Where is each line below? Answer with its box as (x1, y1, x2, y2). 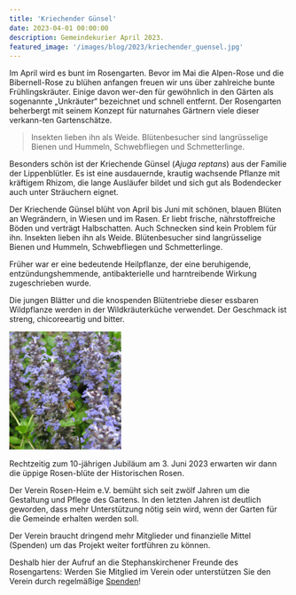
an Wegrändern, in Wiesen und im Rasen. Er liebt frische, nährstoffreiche (9, 214, 276, 224)
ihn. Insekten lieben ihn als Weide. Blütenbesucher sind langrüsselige (9, 232, 262, 243)
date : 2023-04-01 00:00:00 (9, 23, 109, 33)
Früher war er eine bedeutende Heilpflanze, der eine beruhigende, (9, 259, 252, 270)
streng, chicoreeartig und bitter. (9, 314, 126, 325)
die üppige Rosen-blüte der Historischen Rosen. (9, 468, 184, 479)
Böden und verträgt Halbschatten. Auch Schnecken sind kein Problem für (9, 223, 277, 234)
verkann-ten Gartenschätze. (9, 115, 113, 126)
